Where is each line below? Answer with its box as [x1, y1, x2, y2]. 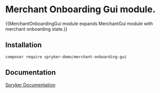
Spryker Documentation [5, 82, 56, 88]
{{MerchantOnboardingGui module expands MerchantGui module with [5, 20, 153, 27]
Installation [5, 41, 42, 50]
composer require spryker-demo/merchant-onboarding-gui [5, 54, 127, 59]
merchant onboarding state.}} [5, 26, 68, 32]
